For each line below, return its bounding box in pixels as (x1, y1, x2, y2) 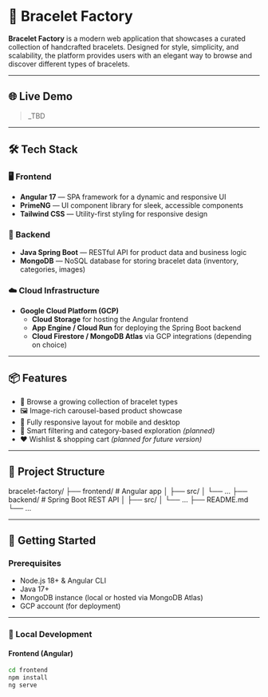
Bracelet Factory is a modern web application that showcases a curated (8, 34, 246, 43)
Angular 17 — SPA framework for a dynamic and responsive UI (19, 192, 227, 202)
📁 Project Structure (8, 465, 105, 479)
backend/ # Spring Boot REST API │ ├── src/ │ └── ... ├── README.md (8, 495, 249, 504)
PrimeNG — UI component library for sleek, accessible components (19, 201, 243, 210)
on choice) (31, 340, 68, 350)
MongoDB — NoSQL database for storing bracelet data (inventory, (19, 256, 239, 265)
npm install (8, 674, 48, 682)
